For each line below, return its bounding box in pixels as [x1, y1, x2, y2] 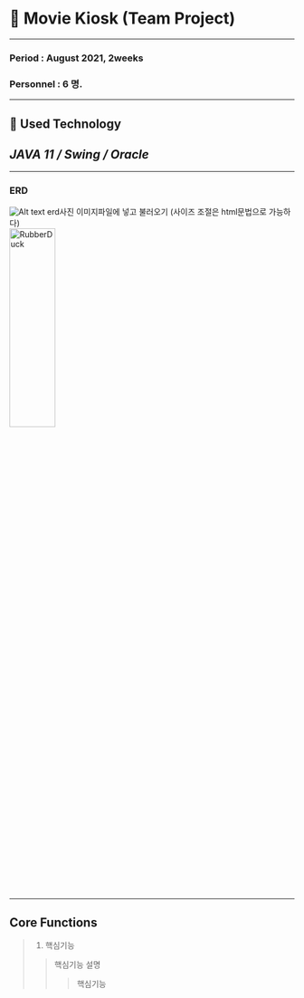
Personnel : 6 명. [9, 77, 83, 90]
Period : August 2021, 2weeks [9, 52, 144, 64]
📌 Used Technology [9, 116, 122, 131]
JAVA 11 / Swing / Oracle [9, 147, 149, 162]
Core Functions [9, 915, 98, 931]
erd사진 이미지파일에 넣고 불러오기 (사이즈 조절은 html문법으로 [46, 206, 267, 216]
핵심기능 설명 [53, 959, 101, 970]
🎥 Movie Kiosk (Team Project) [9, 8, 236, 29]
